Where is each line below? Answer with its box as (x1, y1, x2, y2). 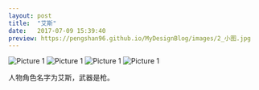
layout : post (8, 11, 52, 20)
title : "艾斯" (8, 19, 57, 27)
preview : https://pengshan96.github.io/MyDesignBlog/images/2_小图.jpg (8, 34, 251, 43)
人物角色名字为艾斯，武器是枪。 (8, 73, 114, 83)
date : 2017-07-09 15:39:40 (8, 27, 106, 35)
